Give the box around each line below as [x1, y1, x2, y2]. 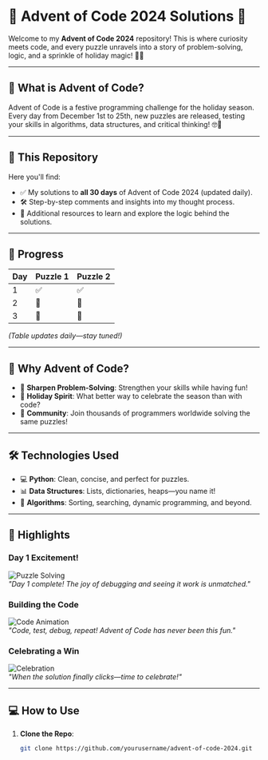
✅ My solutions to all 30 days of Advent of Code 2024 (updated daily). [19, 187, 253, 197]
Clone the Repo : [19, 729, 74, 738]
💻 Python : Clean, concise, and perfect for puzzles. [19, 475, 190, 483]
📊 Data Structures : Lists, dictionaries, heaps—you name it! [19, 487, 216, 495]
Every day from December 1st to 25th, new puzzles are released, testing [8, 111, 246, 121]
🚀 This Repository [8, 151, 98, 165]
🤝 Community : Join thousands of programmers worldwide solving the [19, 408, 250, 418]
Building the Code [8, 599, 80, 610]
